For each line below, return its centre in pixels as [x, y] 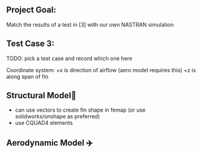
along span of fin [27, 76]
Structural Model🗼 [41, 95]
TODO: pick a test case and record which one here [70, 58]
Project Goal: [31, 10]
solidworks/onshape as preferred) [57, 116]
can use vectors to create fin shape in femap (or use [80, 110]
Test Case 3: [30, 44]
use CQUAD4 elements [44, 123]
